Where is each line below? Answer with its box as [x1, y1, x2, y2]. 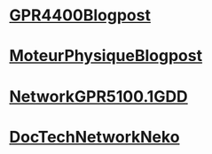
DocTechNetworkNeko [9, 127, 180, 147]
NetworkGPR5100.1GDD [9, 86, 188, 106]
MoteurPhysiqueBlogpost [9, 46, 202, 66]
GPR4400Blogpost [9, 5, 151, 26]
